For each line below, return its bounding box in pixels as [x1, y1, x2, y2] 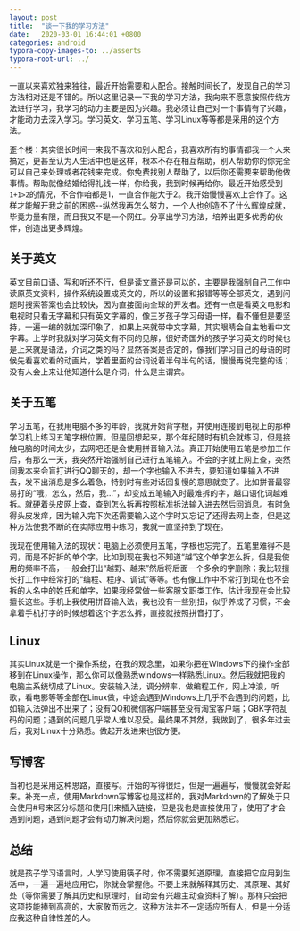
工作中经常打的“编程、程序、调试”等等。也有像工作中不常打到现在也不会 [24, 574, 290, 585]
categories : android [9, 38, 87, 47]
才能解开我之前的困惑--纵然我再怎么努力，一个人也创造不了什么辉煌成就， [16, 201, 290, 210]
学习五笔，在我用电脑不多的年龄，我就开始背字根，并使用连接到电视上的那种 [9, 420, 291, 431]
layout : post [9, 13, 58, 22]
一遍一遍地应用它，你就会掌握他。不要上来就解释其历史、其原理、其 [32, 879, 283, 890]
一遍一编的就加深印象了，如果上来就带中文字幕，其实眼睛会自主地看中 [24, 321, 283, 332]
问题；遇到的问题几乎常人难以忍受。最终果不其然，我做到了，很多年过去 [24, 714, 291, 725]
